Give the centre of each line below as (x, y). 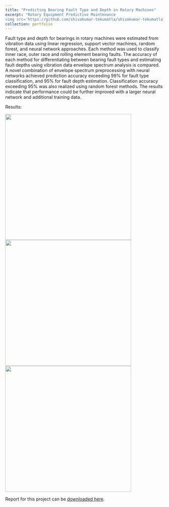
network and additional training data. (43, 97)
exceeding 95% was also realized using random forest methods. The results (84, 87)
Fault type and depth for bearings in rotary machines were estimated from (82, 38)
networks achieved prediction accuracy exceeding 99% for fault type (77, 76)
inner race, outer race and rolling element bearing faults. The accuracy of (81, 54)
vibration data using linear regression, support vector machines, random (80, 44)
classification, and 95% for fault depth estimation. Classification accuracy (82, 81)
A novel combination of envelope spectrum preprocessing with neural (77, 71)
